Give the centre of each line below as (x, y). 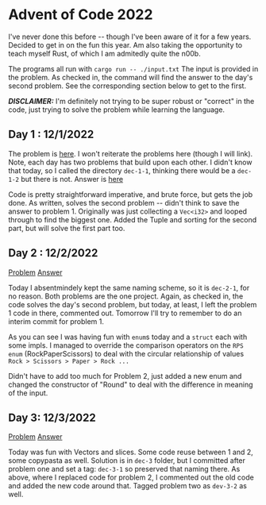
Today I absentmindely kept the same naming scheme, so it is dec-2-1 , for (129, 287)
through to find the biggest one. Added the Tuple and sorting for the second (133, 219)
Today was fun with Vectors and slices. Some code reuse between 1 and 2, (131, 452)
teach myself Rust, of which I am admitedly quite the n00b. (104, 53)
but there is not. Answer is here (72, 179)
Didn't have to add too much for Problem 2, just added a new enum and (125, 376)
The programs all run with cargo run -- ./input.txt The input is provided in (133, 68)
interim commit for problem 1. (56, 321)
